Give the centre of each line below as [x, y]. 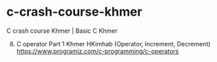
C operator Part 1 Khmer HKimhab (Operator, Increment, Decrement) [113, 44]
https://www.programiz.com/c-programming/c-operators [97, 51]
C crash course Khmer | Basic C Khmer [62, 31]
